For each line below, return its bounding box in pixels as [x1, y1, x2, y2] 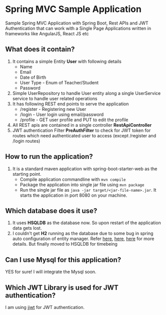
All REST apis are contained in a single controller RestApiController [12, 122, 152, 128]
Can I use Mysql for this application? [5, 256, 121, 264]
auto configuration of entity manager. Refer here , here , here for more [12, 236, 154, 242]
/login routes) [12, 138, 40, 144]
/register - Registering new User [19, 106, 86, 112]
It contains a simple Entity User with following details [12, 58, 121, 64]
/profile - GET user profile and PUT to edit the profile [19, 116, 128, 123]
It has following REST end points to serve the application [12, 101, 129, 107]
